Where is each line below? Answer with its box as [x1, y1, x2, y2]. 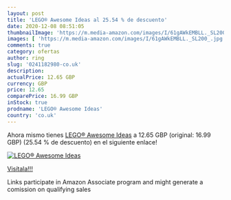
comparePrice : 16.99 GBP [7, 93, 78, 100]
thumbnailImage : [7, 29, 54, 36]
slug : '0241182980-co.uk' [7, 61, 81, 68]
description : [7, 67, 45, 74]
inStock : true [7, 99, 48, 106]
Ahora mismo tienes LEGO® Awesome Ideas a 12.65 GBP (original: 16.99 [7, 131, 211, 139]
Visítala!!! [7, 164, 33, 173]
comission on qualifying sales [7, 185, 91, 193]
